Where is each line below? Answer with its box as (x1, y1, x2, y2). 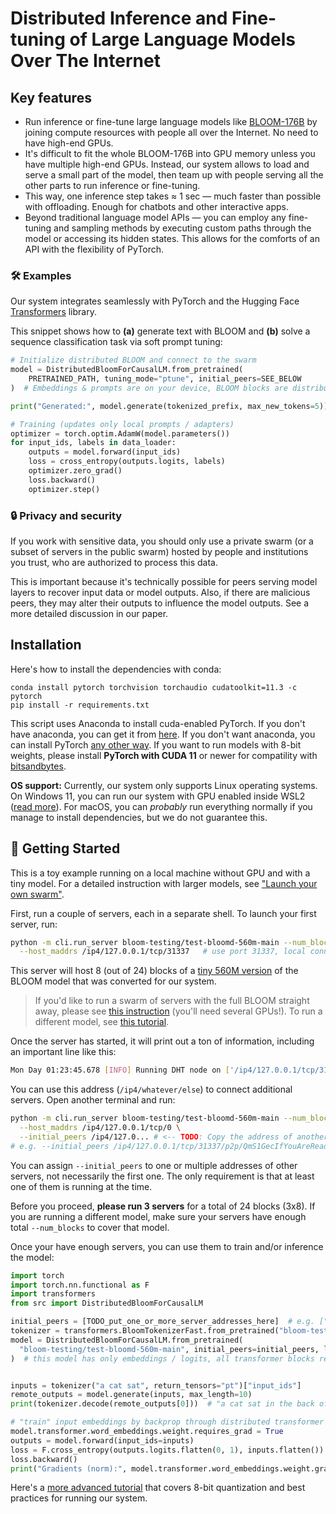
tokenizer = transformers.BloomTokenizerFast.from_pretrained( (10, 1326, 280, 1336)
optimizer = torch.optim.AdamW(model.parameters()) (10, 428, 230, 439)
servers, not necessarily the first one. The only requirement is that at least (10, 1170, 315, 1182)
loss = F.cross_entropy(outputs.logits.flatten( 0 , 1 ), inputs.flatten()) (10, 1445, 325, 1455)
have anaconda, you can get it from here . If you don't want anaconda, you (10, 728, 316, 740)
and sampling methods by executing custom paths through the (53, 222, 312, 234)
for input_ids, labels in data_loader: (10, 438, 177, 448)
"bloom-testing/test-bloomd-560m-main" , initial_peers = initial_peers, (19, 1344, 320, 1354)
